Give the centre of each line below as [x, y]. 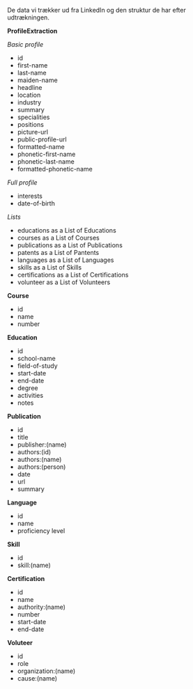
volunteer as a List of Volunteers [64, 282]
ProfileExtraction [32, 31]
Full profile [22, 183]
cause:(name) [37, 678]
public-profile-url [42, 139]
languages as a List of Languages [65, 260]
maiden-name [37, 80]
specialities [33, 117]
